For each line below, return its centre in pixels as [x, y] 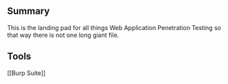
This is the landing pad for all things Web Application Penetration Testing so [114, 27]
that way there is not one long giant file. [63, 35]
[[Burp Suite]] [26, 73]
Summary [28, 11]
